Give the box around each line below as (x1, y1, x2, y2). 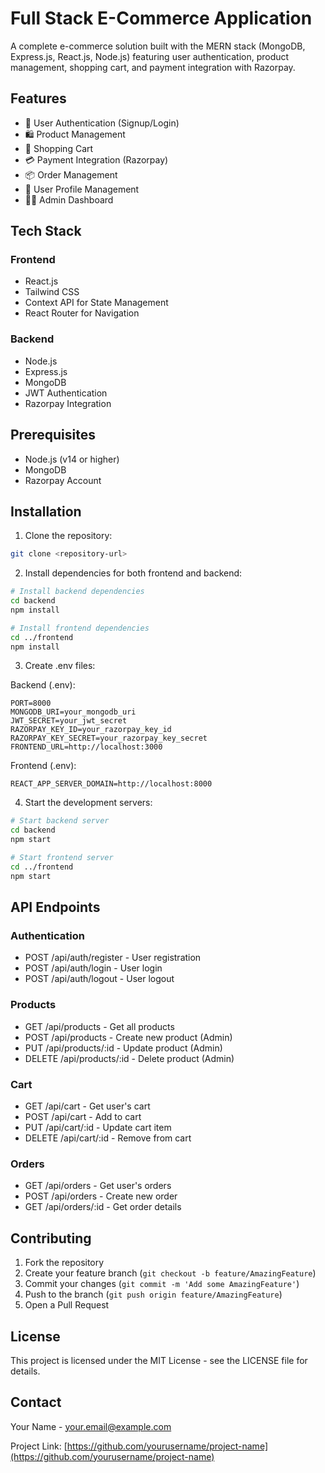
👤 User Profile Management (24, 183, 140, 195)
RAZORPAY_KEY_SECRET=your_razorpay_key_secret (10, 733, 208, 744)
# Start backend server (10, 816, 110, 826)
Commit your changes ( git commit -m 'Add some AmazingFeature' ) (24, 1278, 300, 1290)
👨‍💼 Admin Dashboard (24, 193, 114, 206)
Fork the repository (24, 1257, 105, 1269)
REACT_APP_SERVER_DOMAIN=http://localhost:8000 (10, 779, 213, 789)
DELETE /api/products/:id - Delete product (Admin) (24, 1052, 235, 1064)
